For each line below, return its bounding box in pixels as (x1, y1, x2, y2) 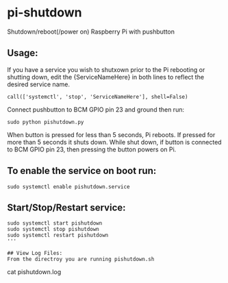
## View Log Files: (7, 250, 63, 257)
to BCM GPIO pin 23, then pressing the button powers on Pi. (7, 145, 177, 153)
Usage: (7, 47, 39, 59)
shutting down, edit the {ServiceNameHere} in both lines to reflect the (7, 73, 204, 81)
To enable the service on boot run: (7, 165, 157, 177)
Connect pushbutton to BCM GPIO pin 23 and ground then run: (7, 105, 185, 114)
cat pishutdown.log (7, 268, 62, 276)
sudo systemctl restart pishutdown (7, 232, 109, 239)
